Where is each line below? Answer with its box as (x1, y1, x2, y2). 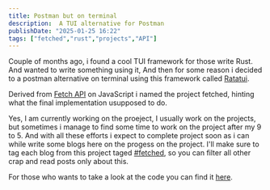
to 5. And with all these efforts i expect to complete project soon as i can (8, 131, 250, 141)
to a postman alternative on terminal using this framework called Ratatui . (8, 74, 250, 83)
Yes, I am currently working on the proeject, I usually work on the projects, (8, 114, 256, 124)
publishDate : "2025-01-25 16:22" (8, 27, 121, 35)
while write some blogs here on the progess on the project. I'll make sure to (8, 139, 260, 150)
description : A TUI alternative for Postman (8, 19, 164, 27)
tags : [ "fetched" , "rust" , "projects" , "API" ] (8, 34, 158, 43)
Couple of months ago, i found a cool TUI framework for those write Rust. (8, 57, 253, 66)
